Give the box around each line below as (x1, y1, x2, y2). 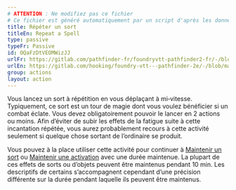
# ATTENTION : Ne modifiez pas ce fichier (7, 10, 133, 18)
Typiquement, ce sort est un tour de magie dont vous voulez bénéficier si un (7, 102, 228, 111)
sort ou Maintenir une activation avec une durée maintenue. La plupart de (7, 153, 220, 161)
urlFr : (7, 56, 27, 63)
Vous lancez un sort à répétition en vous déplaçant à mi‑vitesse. (7, 95, 193, 103)
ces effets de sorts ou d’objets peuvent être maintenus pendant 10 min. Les (7, 161, 225, 169)
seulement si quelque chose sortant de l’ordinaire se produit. (7, 132, 183, 140)
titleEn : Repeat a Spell (7, 29, 80, 37)
